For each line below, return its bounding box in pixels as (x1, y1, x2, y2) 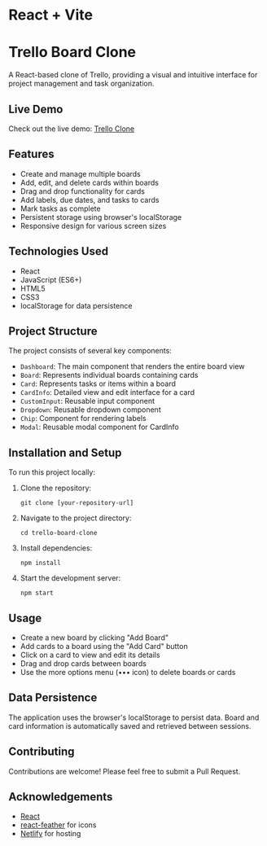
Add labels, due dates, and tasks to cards (20, 195, 160, 204)
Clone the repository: (20, 483, 92, 493)
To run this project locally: (8, 467, 96, 477)
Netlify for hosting (20, 829, 81, 839)
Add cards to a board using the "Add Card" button (20, 642, 189, 651)
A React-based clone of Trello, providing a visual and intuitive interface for (8, 70, 258, 80)
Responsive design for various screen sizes (20, 221, 167, 230)
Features (8, 147, 55, 161)
